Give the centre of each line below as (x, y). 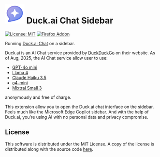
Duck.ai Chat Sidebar (70, 21)
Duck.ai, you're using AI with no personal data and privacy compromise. (77, 117)
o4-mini (20, 83)
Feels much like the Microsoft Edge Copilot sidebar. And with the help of (77, 112)
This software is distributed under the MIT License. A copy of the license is (80, 144)
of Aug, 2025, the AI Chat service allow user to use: (56, 58)
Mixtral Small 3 (27, 88)
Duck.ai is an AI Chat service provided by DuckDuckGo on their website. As (80, 53)
